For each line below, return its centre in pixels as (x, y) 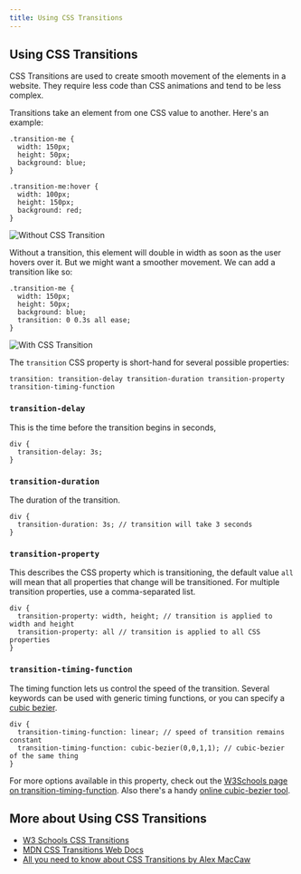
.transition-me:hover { (54, 187)
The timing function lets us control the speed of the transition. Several (139, 688)
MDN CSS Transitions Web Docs (83, 850)
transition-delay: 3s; (60, 452)
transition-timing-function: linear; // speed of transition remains (151, 732)
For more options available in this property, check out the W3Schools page (149, 781)
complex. (27, 95)
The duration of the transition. (65, 500)
